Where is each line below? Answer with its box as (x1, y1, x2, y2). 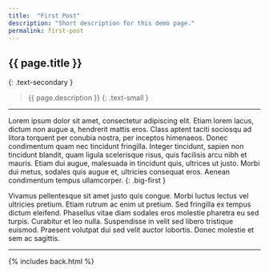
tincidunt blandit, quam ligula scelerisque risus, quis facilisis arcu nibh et (8, 150, 247, 160)
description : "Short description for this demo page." (8, 19, 195, 27)
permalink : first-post (8, 26, 84, 34)
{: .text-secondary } (8, 78, 74, 87)
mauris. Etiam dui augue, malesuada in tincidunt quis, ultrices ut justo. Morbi (8, 159, 260, 168)
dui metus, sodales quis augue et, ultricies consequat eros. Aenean (8, 167, 231, 177)
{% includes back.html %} (8, 257, 94, 267)
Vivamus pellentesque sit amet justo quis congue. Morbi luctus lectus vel (8, 191, 249, 201)
